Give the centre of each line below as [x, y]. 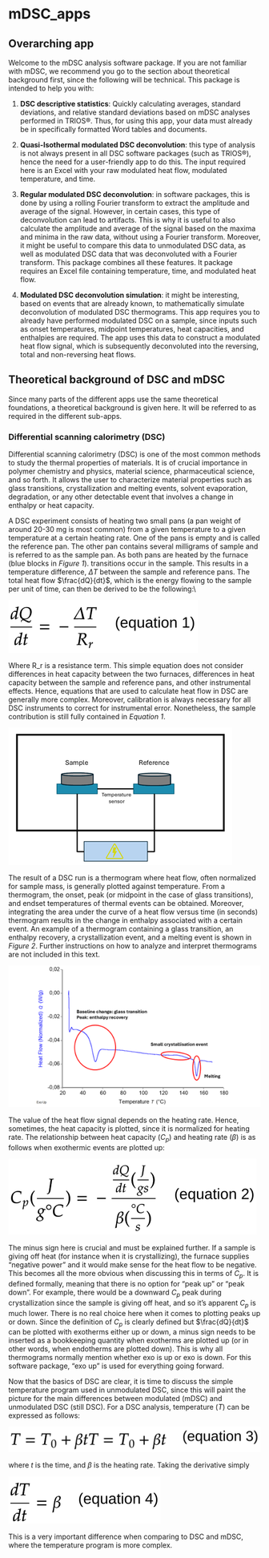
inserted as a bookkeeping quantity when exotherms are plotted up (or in [128, 1341]
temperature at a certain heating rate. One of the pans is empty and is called [134, 538]
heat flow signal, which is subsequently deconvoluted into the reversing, [139, 346]
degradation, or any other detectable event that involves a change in [121, 497]
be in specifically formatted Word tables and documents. [113, 129]
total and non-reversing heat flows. [78, 354]
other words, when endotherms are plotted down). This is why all [116, 1349]
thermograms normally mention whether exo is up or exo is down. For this [130, 1358]
